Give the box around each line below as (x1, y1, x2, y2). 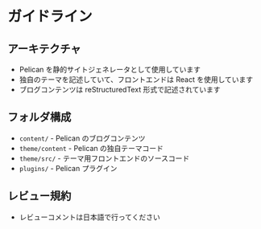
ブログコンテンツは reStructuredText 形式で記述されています (19, 85, 221, 94)
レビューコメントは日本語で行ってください (19, 212, 160, 222)
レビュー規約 (7, 190, 72, 203)
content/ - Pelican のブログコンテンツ (19, 133, 146, 143)
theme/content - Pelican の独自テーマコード (19, 143, 164, 153)
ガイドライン (7, 7, 93, 26)
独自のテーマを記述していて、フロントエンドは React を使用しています (19, 75, 254, 84)
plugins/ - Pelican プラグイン (19, 163, 118, 173)
